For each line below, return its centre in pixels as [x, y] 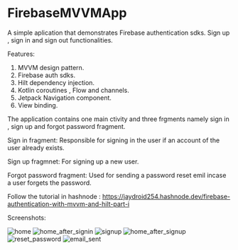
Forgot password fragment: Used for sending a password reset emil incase [117, 175]
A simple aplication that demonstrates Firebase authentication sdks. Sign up [119, 33]
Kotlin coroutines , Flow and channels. [73, 90]
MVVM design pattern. [51, 67]
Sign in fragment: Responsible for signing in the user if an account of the [114, 140]
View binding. [38, 105]
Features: [21, 54]
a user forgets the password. [50, 183]
